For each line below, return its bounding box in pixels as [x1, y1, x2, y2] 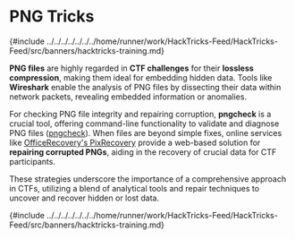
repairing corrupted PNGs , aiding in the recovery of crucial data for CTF [9, 146, 277, 158]
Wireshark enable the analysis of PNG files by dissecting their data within [9, 81, 282, 92]
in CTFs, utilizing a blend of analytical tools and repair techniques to [9, 183, 260, 193]
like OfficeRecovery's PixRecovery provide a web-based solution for [9, 137, 261, 148]
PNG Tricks [9, 6, 95, 27]
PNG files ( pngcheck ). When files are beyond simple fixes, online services [9, 127, 282, 138]
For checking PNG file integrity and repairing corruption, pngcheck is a [9, 108, 272, 119]
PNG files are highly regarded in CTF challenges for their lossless [9, 63, 255, 73]
